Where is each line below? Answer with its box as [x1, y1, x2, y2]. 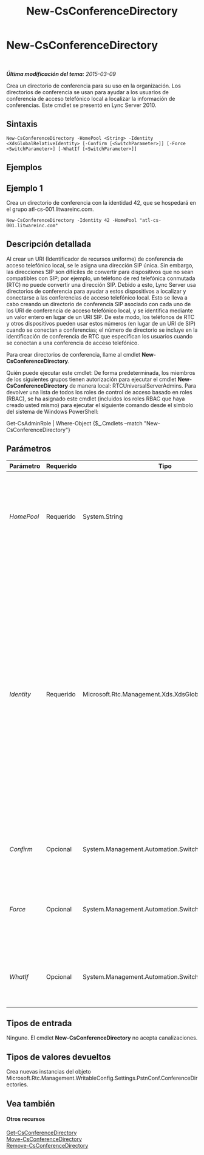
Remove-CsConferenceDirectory [6, 1142, 89, 1149]
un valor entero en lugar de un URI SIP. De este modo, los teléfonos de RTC [6, 313, 195, 320]
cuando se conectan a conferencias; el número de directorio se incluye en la [6, 326, 198, 334]
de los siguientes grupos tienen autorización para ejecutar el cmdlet [6, 375, 177, 383]
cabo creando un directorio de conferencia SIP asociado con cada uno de [6, 300, 191, 307]
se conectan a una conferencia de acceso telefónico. [6, 339, 140, 346]
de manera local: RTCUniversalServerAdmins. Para [69, 382, 196, 389]
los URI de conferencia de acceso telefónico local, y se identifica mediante [6, 307, 193, 314]
